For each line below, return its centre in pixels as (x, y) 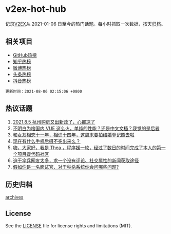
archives (14, 197)
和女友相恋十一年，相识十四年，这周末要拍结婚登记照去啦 (73, 135)
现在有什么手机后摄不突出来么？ (46, 141)
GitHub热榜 (25, 55)
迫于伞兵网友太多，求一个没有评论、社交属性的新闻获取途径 (76, 160)
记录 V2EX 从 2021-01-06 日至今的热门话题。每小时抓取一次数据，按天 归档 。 (85, 24)
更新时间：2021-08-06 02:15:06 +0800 (44, 91)
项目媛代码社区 (33, 154)
